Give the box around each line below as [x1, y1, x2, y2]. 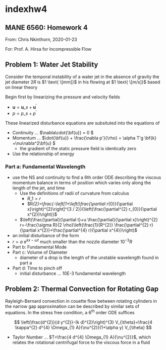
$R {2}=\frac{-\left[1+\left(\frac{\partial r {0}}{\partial [27, 201, 133, 207]
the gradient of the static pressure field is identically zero [19, 146, 136, 152]
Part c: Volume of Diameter [12, 250, 68, 256]
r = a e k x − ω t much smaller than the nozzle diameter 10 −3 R [12, 238, 133, 245]
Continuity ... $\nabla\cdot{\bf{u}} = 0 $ [12, 130, 94, 136]
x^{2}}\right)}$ [27, 211, 57, 217]
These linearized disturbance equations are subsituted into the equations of [5, 120, 160, 126]
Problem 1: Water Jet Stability [5, 61, 98, 69]
